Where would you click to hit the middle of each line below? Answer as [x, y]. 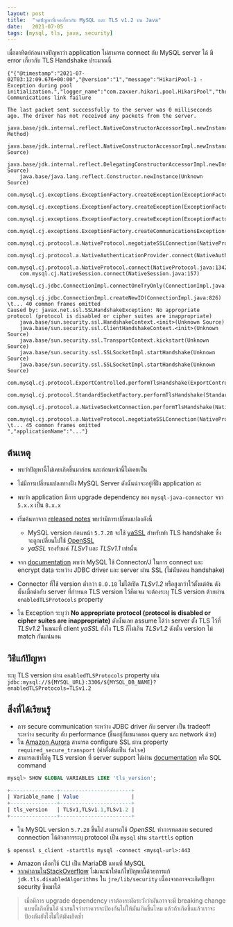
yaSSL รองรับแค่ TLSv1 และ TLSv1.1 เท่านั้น [82, 548]
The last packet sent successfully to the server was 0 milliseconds [110, 110]
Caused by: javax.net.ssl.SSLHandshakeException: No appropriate [103, 310]
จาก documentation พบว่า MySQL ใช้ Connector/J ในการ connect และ [110, 562]
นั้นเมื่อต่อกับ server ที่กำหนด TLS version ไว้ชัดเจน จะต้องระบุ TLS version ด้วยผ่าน [121, 592]
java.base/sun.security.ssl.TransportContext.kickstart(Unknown [114, 340]
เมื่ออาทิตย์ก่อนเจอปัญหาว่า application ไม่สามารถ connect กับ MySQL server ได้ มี [110, 53]
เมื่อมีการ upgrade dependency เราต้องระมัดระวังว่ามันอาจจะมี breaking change [125, 900]
